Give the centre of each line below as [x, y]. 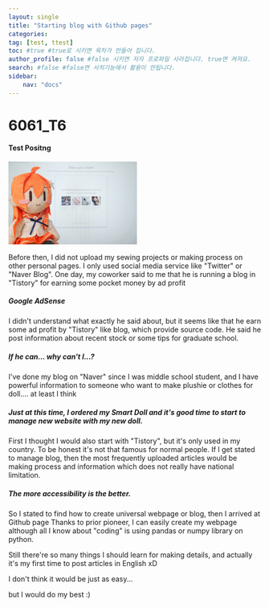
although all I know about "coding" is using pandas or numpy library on [126, 531]
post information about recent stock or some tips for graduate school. [124, 338]
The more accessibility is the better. [69, 494]
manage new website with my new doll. [75, 421]
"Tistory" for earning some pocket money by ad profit [97, 283]
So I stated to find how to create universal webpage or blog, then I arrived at [134, 514]
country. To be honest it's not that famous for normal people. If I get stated [132, 450]
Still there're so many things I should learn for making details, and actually [130, 555]
